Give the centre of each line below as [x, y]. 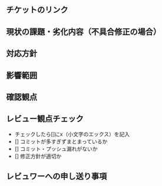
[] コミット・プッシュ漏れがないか [56, 148]
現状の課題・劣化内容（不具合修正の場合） [83, 31]
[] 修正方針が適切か [38, 156]
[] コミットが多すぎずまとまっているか [61, 141]
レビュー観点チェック [45, 119]
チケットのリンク [37, 10]
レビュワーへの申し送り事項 [57, 176]
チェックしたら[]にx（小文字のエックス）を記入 [72, 134]
